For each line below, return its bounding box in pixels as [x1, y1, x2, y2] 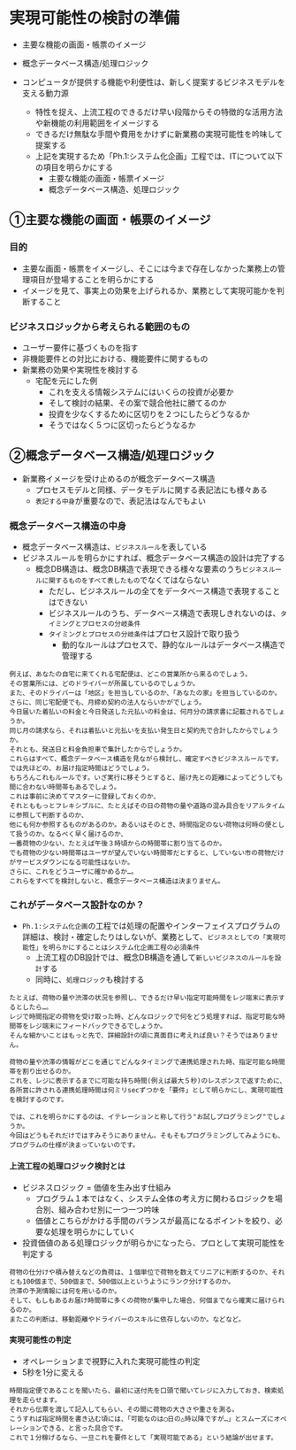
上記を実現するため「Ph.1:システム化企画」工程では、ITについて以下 [34, 150, 284, 161]
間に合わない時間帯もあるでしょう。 [9, 783, 121, 792]
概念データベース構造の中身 [9, 520, 126, 532]
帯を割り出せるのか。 [9, 1068, 75, 1076]
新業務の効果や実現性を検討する [21, 364, 139, 374]
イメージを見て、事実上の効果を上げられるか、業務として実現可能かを [21, 285, 277, 296]
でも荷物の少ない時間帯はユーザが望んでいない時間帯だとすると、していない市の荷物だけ [9, 849, 285, 858]
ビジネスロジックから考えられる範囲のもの [9, 320, 191, 333]
